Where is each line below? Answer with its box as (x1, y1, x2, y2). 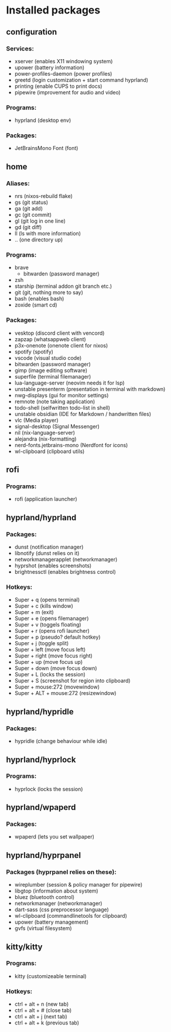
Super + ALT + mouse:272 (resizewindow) (14, 690, 117, 697)
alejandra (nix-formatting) (14, 435, 77, 442)
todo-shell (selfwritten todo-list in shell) (14, 404, 110, 411)
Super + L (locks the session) (14, 671, 86, 678)
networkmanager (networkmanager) (14, 900, 102, 907)
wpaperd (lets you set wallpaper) (14, 833, 95, 840)
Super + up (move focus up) (14, 659, 83, 666)
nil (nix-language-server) (14, 429, 75, 436)
